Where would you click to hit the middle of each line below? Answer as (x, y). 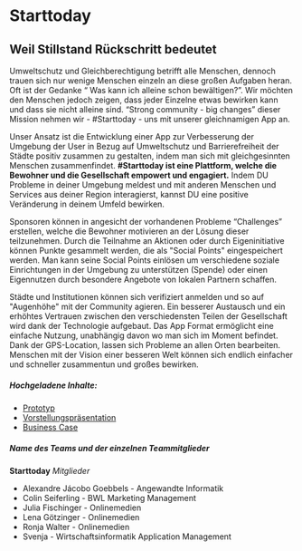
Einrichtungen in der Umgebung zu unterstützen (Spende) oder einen (139, 270)
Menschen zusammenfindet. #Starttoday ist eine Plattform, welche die (143, 165)
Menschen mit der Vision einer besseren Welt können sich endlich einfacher (151, 355)
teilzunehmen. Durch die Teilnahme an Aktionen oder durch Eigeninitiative (147, 241)
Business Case (50, 427)
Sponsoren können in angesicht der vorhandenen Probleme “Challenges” (146, 222)
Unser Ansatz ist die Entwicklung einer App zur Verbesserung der (132, 136)
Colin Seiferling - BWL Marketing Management (109, 498)
